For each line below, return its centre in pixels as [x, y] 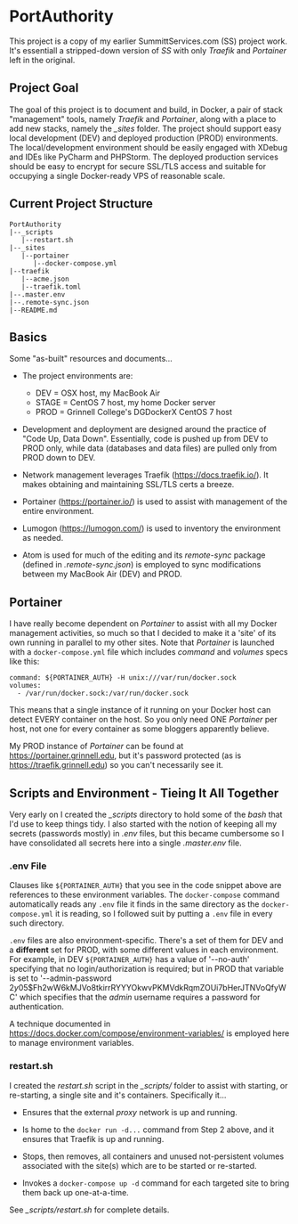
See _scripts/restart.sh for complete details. [89, 1210]
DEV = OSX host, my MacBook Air [97, 393]
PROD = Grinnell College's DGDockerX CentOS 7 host [134, 412]
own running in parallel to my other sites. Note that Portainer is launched [142, 642]
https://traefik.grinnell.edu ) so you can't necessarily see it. [117, 765]
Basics [28, 337]
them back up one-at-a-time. [75, 1192]
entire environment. [58, 511]
